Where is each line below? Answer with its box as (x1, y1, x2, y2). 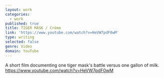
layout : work (5, 7, 32, 12)
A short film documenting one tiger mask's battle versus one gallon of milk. (5, 62, 160, 68)
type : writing (5, 35, 35, 40)
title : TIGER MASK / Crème (5, 26, 61, 31)
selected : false (5, 39, 39, 44)
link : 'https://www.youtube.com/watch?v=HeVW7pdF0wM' (5, 30, 120, 35)
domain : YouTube (5, 48, 39, 53)
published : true (5, 21, 39, 26)
